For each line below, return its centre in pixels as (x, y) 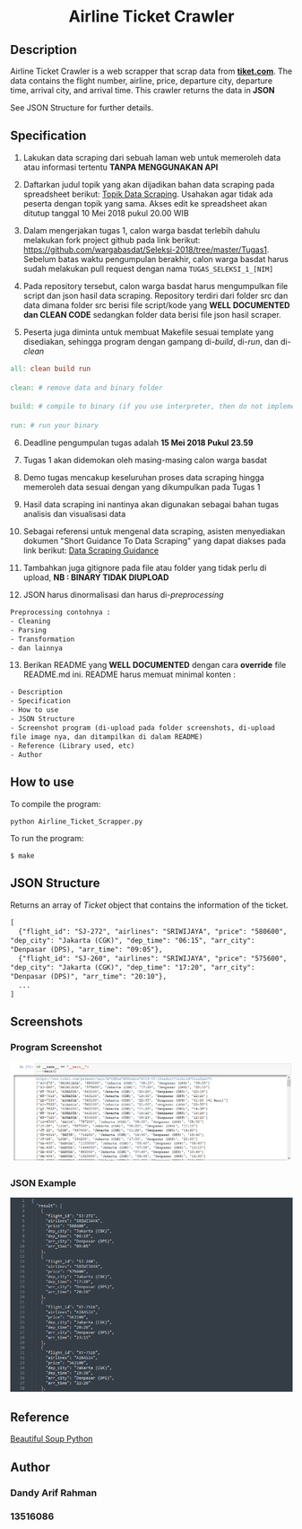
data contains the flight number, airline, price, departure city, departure (141, 81)
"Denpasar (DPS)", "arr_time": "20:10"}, (89, 976)
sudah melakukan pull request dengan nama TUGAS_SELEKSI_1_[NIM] (148, 268)
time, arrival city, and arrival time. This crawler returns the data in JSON (142, 90)
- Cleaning (30, 621)
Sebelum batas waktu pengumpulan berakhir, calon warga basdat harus (156, 259)
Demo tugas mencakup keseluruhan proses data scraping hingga (144, 477)
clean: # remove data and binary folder (87, 388)
